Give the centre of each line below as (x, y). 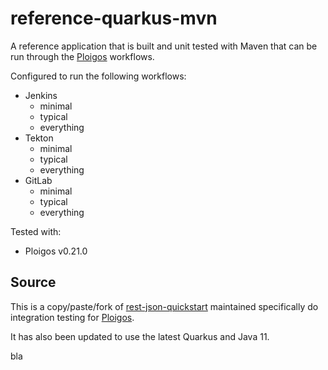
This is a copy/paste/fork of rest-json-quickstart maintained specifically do (164, 306)
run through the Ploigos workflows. (82, 56)
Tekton (39, 138)
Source (33, 282)
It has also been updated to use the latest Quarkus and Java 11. (140, 336)
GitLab (38, 180)
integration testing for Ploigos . (72, 317)
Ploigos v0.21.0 (56, 251)
